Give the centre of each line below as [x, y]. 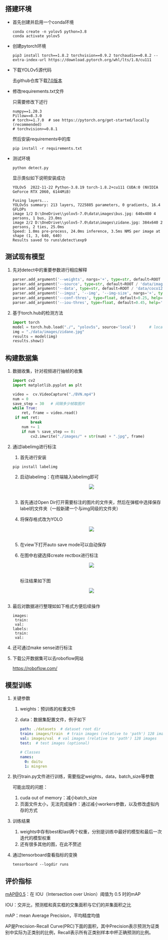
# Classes [30, 752]
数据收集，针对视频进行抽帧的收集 [47, 371]
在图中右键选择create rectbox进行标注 [59, 555]
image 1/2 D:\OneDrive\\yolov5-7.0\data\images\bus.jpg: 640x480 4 [84, 214]
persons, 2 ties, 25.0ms [38, 227]
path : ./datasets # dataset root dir [60, 729]
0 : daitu [33, 762]
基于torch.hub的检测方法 [38, 312]
